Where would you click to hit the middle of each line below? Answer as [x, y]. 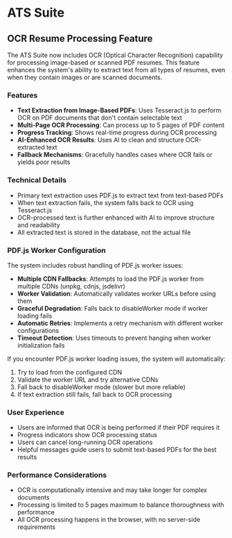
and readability [38, 225]
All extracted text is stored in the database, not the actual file [104, 232]
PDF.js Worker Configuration [56, 250]
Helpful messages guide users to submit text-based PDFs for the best [117, 450]
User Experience [36, 412]
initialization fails [41, 345]
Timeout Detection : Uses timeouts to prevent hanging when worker [114, 338]
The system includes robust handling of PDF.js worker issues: [95, 265]
